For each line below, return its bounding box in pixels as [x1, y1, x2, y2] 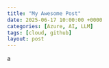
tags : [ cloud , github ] [7, 29, 72, 36]
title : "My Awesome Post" [7, 10, 81, 17]
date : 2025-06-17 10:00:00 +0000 [7, 16, 103, 23]
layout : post [7, 36, 45, 43]
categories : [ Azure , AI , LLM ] [7, 23, 94, 30]
